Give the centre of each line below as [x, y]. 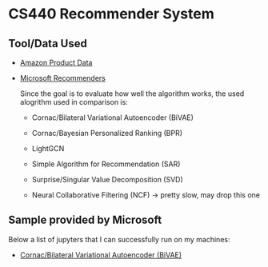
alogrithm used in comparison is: [74, 102]
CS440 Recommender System [111, 14]
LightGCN [48, 148]
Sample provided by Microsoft [85, 220]
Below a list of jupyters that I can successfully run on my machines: [119, 239]
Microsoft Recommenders [62, 78]
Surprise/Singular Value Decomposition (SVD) [108, 179]
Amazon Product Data [56, 62]
